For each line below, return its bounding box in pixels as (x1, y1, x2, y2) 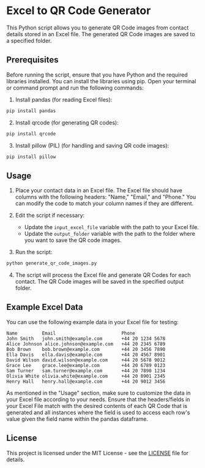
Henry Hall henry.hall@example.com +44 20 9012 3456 (6, 378, 166, 385)
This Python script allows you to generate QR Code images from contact (6, 24, 189, 31)
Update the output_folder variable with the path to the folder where (24, 230, 196, 238)
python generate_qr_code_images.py (6, 260, 97, 266)
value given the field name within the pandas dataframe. (6, 415, 149, 423)
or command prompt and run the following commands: (6, 84, 144, 91)
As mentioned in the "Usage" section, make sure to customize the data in (6, 389, 191, 396)
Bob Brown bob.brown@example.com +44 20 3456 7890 (6, 346, 166, 352)
